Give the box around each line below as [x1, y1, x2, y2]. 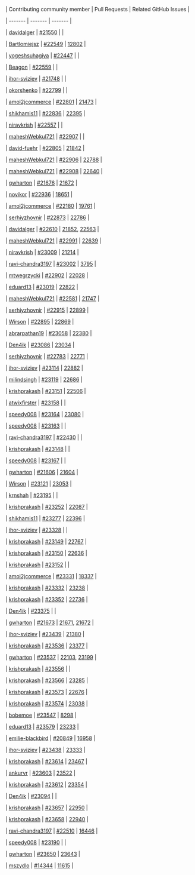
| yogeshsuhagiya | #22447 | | [5, 52, 80, 59]
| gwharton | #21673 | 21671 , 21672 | [5, 619, 95, 626]
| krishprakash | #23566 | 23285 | [5, 677, 89, 684]
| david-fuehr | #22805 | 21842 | [5, 145, 85, 152]
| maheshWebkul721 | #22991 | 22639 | [5, 237, 102, 244]
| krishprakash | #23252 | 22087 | [5, 503, 89, 510]
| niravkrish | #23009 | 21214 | [5, 248, 79, 256]
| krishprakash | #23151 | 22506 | [5, 388, 86, 394]
